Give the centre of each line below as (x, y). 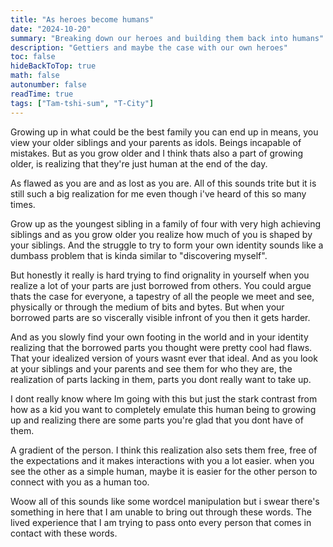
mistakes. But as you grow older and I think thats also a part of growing (156, 153)
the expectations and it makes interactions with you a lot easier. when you (162, 460)
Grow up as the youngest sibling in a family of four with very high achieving (166, 223)
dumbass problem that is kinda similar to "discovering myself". (139, 255)
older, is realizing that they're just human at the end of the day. (139, 163)
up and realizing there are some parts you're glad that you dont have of (157, 420)
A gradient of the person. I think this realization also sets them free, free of (164, 450)
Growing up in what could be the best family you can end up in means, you (164, 132)
